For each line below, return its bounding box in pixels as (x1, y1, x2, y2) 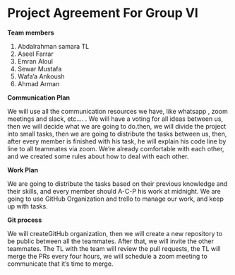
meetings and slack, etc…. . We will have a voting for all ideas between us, (7, 115, 224, 123)
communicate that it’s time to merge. (7, 259, 114, 268)
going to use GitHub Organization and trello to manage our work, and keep (7, 194, 224, 203)
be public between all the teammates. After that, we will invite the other (7, 237, 214, 245)
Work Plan (7, 165, 39, 174)
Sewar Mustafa (17, 64, 62, 73)
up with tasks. (7, 201, 48, 210)
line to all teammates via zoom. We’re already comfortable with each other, (7, 144, 224, 153)
